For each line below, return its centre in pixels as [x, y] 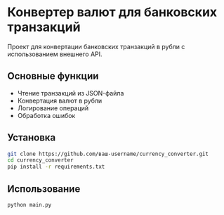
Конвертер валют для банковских [112, 12]
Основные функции [53, 76]
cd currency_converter [40, 160]
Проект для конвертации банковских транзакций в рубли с [96, 46]
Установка [32, 138]
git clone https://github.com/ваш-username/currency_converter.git [108, 154]
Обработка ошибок [46, 115]
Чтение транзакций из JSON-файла [71, 93]
